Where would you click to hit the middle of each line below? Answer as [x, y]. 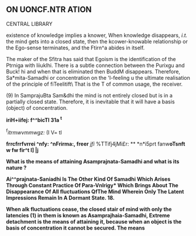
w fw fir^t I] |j [23, 150]
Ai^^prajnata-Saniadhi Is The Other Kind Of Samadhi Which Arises [88, 179]
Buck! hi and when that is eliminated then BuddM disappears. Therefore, [93, 71]
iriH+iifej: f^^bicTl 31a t [34, 120]
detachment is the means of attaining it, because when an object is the [94, 222]
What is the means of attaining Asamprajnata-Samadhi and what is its [93, 161]
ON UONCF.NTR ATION [49, 10]
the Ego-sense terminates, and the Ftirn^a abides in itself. [75, 48]
